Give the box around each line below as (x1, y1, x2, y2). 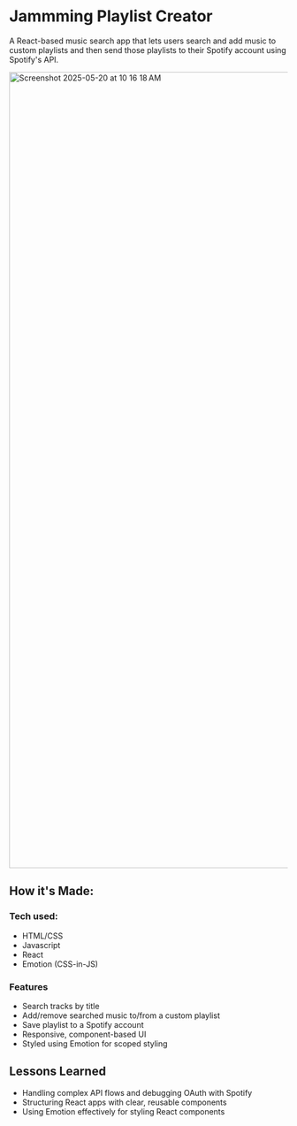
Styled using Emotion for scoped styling (21, 1038, 168, 1049)
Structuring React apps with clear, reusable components (21, 1097, 227, 1107)
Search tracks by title (21, 1000, 100, 1011)
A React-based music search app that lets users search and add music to (9, 35, 277, 46)
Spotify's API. (9, 54, 59, 65)
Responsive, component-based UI (21, 1029, 147, 1039)
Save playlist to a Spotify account (21, 1019, 144, 1030)
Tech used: (9, 910, 58, 923)
